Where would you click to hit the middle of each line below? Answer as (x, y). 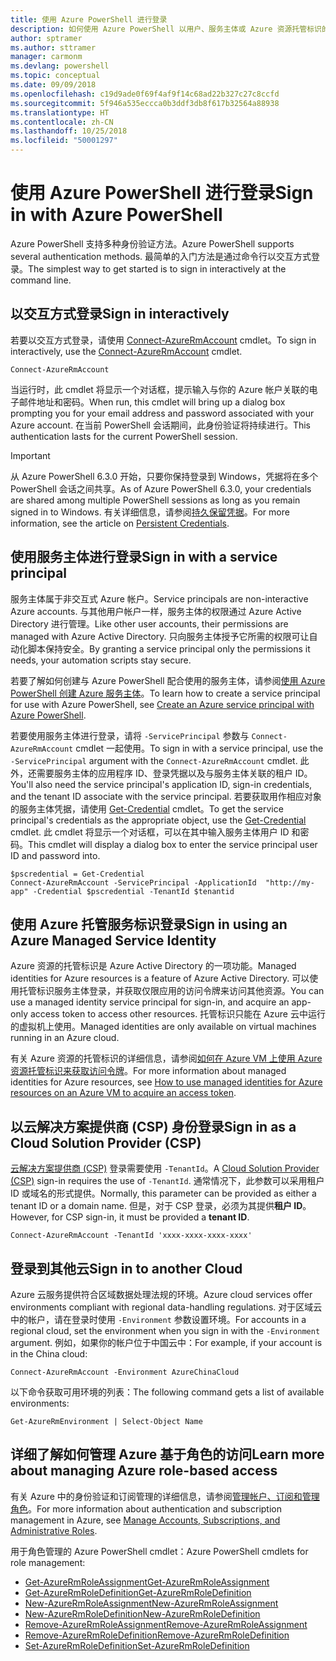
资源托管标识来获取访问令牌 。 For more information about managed (148, 1071)
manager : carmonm (46, 57)
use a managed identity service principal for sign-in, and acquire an (150, 1002)
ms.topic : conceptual (55, 76)
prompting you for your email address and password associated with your (162, 413)
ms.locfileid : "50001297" (64, 141)
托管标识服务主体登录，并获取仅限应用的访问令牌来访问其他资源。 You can (171, 991)
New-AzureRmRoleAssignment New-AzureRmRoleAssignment (151, 1603)
